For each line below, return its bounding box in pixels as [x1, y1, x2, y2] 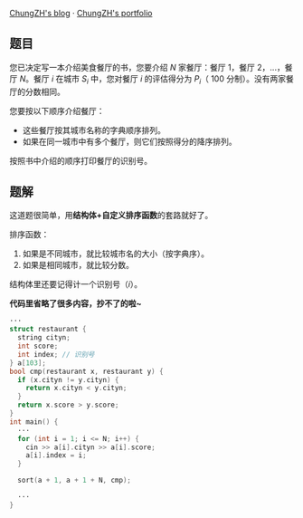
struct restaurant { [9, 325, 88, 334]
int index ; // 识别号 [17, 350, 95, 359]
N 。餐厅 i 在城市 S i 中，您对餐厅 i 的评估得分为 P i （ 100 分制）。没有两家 [19, 72, 287, 86]
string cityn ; [17, 333, 71, 342]
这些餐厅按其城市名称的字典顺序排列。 [22, 124, 166, 135]
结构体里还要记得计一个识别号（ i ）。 [9, 279, 143, 290]
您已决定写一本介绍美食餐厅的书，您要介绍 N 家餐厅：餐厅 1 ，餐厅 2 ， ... [9, 62, 278, 72]
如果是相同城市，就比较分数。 [22, 260, 134, 271]
